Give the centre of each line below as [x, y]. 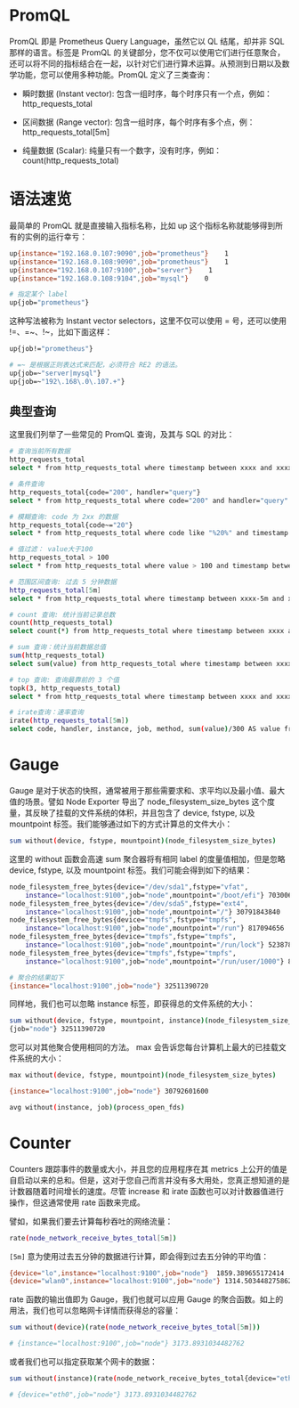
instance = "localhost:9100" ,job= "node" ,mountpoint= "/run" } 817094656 [155, 928]
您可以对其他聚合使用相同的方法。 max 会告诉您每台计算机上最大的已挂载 [144, 1047]
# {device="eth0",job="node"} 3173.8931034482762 [103, 1395]
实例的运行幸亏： [56, 236]
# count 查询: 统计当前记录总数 [62, 614]
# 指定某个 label [39, 295]
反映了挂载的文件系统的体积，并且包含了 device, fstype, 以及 [144, 813]
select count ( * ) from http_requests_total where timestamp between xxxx [147, 631]
